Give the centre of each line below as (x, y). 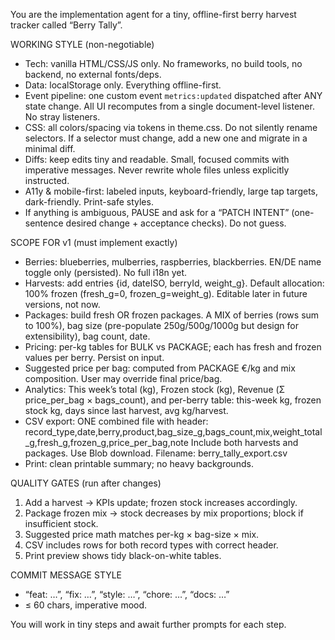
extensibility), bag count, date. (87, 336)
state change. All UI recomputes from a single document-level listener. (169, 106)
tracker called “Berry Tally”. (66, 25)
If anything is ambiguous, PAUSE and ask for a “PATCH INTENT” (157, 212)
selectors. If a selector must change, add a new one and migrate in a (166, 138)
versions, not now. (62, 304)
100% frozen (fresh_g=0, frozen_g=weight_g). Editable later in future (166, 293)
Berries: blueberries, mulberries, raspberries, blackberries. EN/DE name (173, 262)
